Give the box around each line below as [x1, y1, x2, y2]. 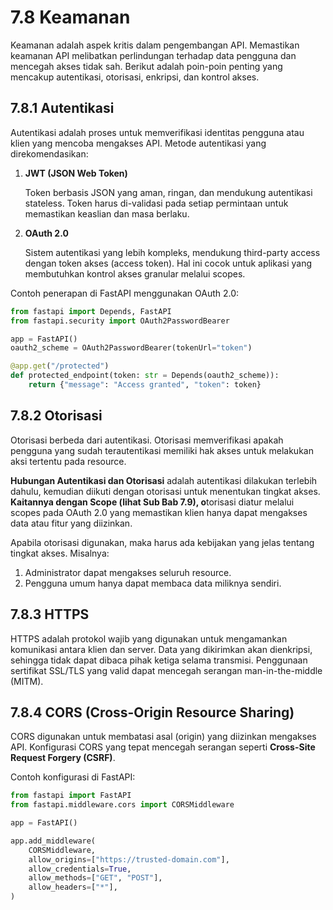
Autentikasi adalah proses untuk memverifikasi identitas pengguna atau [10, 126, 305, 138]
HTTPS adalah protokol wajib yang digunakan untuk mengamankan [10, 632, 288, 645]
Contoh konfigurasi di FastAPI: [10, 771, 136, 783]
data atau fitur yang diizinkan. [10, 517, 133, 529]
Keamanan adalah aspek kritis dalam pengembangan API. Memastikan [10, 39, 300, 51]
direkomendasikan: [10, 147, 89, 160]
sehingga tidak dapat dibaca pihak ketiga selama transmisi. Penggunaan [10, 654, 308, 666]
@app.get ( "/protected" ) [10, 361, 110, 371]
